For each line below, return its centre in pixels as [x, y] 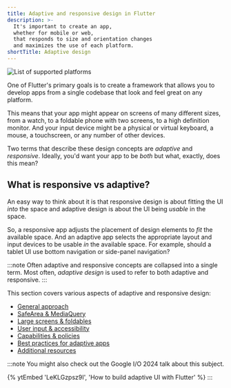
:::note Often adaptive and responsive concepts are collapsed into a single [113, 265]
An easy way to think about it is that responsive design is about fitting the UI [115, 202]
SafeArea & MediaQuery [51, 313]
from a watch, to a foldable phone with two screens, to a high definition [108, 120]
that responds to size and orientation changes [83, 39]
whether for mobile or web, [54, 33]
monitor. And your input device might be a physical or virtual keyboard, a [110, 128]
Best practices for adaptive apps [63, 343]
